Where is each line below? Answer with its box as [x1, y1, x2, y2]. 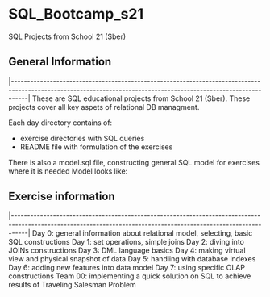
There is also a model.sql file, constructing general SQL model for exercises [8, 157, 260, 167]
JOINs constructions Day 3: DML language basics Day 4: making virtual [8, 245, 246, 255]
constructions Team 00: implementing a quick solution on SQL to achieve [8, 271, 251, 281]
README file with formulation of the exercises [19, 142, 173, 152]
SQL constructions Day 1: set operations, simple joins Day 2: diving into [8, 236, 244, 246]
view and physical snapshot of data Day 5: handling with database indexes [8, 253, 256, 263]
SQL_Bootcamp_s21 [8, 5, 143, 23]
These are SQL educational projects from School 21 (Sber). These [31, 94, 251, 103]
